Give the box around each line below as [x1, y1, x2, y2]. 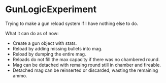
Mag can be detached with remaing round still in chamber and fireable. [12, 62, 161, 68]
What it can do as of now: [5, 30, 59, 36]
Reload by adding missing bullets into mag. [12, 45, 103, 51]
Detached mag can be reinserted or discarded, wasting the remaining [12, 67, 158, 73]
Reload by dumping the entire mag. [12, 51, 86, 57]
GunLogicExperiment [5, 4, 97, 15]
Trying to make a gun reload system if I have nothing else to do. [5, 20, 139, 26]
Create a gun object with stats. [12, 40, 77, 46]
